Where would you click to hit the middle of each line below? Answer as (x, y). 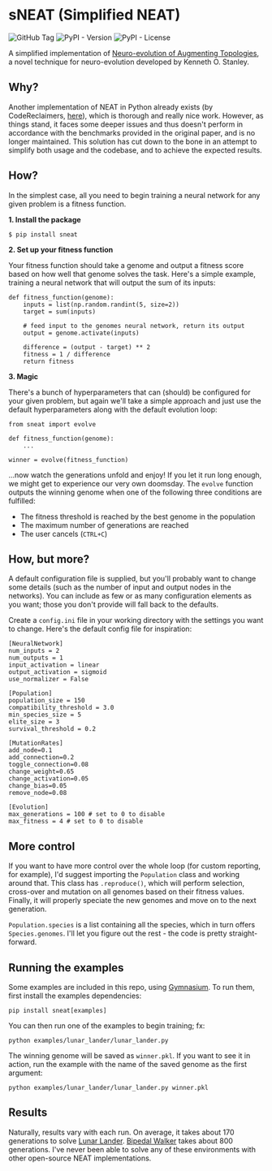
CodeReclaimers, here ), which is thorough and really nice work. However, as (136, 115)
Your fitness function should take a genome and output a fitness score (126, 265)
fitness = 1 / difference (67, 354)
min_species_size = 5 (45, 715)
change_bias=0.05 (38, 786)
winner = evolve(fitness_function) (69, 460)
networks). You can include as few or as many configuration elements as (130, 596)
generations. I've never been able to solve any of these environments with (132, 1149)
